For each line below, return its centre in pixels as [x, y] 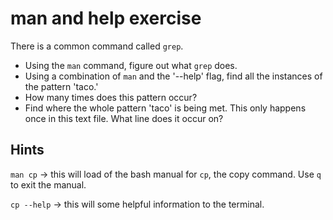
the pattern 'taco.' [61, 86]
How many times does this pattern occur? [111, 97]
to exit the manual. [48, 184]
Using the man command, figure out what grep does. [131, 65]
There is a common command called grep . [97, 46]
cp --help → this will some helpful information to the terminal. [137, 204]
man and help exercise [106, 18]
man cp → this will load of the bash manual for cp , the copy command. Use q [166, 174]
